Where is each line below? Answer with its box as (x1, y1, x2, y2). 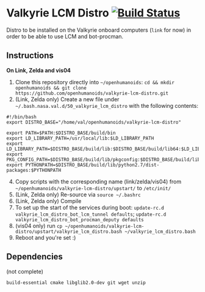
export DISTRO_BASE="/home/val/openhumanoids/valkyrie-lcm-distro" (6, 119, 182, 125)
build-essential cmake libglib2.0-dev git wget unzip (6, 279, 146, 286)
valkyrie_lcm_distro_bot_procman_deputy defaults (15, 216, 145, 223)
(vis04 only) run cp (15, 222, 63, 229)
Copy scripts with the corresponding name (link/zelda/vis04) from (15, 177, 182, 185)
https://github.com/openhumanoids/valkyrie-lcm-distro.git (15, 90, 169, 96)
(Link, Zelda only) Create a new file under (15, 95, 120, 103)
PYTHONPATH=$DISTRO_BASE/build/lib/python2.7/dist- (25, 162, 160, 168)
